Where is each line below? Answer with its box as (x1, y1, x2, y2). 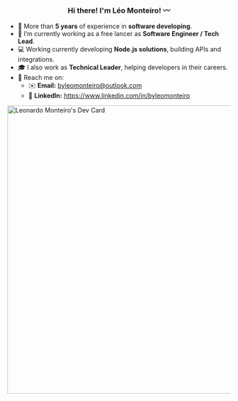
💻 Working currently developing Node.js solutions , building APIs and (17, 45, 222, 54)
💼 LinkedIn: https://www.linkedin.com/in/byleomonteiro (28, 91, 191, 100)
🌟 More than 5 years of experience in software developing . (17, 22, 193, 30)
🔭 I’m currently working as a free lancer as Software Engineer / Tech (17, 30, 220, 38)
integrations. (17, 55, 55, 64)
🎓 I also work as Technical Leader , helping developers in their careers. (17, 63, 228, 71)
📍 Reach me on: (17, 74, 64, 82)
